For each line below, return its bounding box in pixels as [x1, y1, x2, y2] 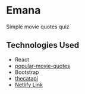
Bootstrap [14, 69, 39, 76]
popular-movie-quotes [14, 62, 70, 69]
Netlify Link [14, 81, 43, 88]
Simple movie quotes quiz [6, 23, 70, 30]
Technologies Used [6, 40, 79, 50]
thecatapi [14, 74, 39, 82]
